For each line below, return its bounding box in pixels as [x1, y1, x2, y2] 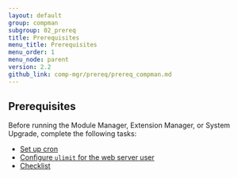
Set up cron [19, 144, 58, 154]
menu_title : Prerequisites [8, 41, 98, 49]
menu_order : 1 [8, 48, 56, 56]
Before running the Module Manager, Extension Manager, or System [8, 120, 231, 131]
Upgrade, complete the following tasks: [8, 129, 137, 138]
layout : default [8, 11, 62, 20]
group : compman [8, 19, 59, 27]
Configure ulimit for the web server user [19, 153, 155, 162]
